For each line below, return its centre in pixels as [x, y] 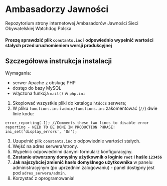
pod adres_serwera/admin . [39, 173]
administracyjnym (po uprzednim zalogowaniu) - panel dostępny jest [83, 168]
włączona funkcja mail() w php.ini [49, 93]
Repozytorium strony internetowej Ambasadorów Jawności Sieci [72, 23]
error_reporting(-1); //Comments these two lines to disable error [77, 123]
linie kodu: [23, 114]
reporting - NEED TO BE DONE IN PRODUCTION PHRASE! [60, 127]
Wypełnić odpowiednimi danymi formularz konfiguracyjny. [72, 152]
